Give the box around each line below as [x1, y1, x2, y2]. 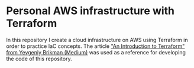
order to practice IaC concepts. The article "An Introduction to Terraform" [6, 43, 185, 50]
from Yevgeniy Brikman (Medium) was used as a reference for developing [6, 48, 186, 56]
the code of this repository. [6, 55, 72, 62]
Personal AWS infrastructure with [6, 4, 175, 18]
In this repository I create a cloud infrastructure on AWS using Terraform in [6, 36, 188, 43]
